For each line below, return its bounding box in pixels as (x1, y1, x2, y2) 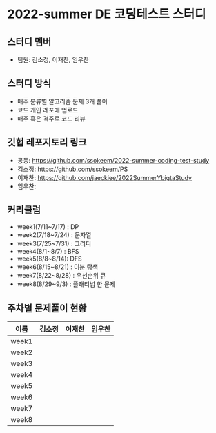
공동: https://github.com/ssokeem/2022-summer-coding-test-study (17, 156, 210, 164)
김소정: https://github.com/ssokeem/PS (17, 165, 128, 173)
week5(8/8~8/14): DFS (17, 254, 82, 263)
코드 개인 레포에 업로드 (17, 105, 79, 114)
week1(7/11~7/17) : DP (17, 223, 79, 231)
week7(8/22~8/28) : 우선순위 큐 (17, 272, 106, 280)
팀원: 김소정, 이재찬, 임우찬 (17, 56, 90, 63)
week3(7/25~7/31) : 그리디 (17, 239, 92, 248)
